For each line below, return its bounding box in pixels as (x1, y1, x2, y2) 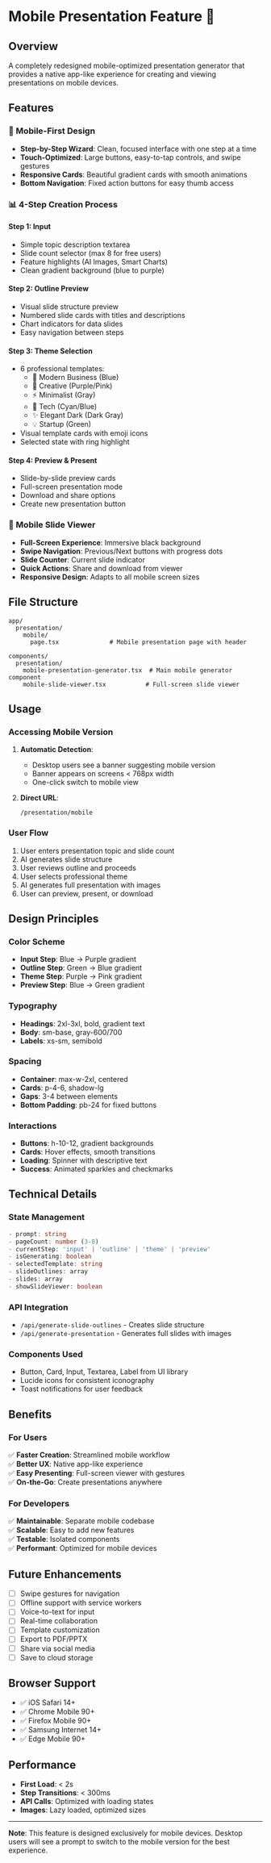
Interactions (8, 1120, 57, 1131)
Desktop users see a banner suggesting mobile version (31, 760, 216, 770)
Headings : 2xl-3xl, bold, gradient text (19, 1018, 145, 1028)
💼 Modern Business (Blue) (31, 373, 119, 382)
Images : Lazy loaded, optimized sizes (19, 1805, 147, 1815)
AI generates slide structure (19, 854, 113, 864)
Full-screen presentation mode (19, 482, 123, 491)
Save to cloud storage (19, 1652, 94, 1662)
